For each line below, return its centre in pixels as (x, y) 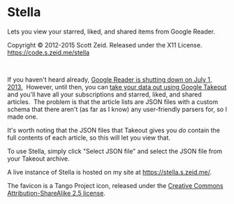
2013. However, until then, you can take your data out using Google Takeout (117, 87)
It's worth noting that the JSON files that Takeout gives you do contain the (114, 130)
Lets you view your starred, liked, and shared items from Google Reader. (111, 31)
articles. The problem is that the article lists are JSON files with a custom (113, 101)
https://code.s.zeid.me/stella (48, 52)
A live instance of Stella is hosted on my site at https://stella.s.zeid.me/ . (110, 172)
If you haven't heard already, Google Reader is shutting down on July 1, (110, 79)
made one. (23, 117)
